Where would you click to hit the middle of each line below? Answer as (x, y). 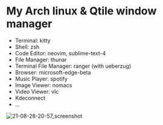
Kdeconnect (30, 98)
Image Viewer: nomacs (43, 85)
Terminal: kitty (33, 40)
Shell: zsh (27, 47)
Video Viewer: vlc (37, 91)
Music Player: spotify (41, 79)
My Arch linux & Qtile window (81, 11)
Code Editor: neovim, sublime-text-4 (60, 53)
